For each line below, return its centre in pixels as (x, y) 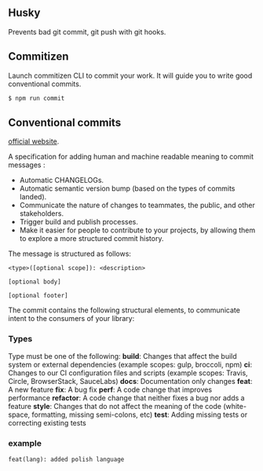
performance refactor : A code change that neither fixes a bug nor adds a (126, 398)
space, (19, 414)
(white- (235, 406)
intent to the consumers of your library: (71, 319)
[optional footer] (38, 296)
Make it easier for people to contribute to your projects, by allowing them (137, 230)
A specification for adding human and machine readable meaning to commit (131, 157)
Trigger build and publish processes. (79, 222)
